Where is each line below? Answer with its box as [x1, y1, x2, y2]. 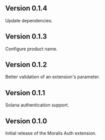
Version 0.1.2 [5, 60, 47, 69]
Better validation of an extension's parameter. [5, 74, 100, 80]
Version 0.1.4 [5, 4, 47, 13]
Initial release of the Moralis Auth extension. [5, 130, 97, 136]
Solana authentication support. [5, 102, 69, 108]
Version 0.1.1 [5, 88, 45, 97]
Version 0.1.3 [5, 32, 47, 41]
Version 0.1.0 [5, 117, 47, 125]
